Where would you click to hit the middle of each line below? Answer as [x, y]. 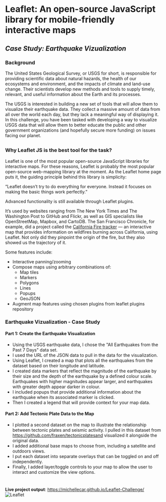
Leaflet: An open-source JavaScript [81, 9]
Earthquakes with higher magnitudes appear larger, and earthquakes [82, 381]
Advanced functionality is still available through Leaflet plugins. [70, 201]
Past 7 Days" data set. [35, 350]
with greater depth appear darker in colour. [56, 387]
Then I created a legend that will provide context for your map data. [81, 402]
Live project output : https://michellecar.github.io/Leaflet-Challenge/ [75, 490]
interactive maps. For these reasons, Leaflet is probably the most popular [80, 166]
